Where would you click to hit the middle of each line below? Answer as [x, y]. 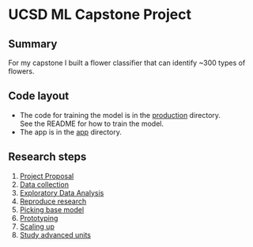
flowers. [21, 71]
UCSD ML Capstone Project [100, 15]
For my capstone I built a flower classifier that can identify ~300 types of [127, 63]
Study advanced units [55, 234]
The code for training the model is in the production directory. [120, 115]
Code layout [39, 96]
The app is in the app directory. [71, 131]
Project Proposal [47, 176]
